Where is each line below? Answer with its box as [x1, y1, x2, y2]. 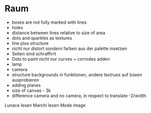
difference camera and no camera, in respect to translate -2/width [11, 92, 147, 99]
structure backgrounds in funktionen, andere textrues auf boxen [11, 72, 143, 77]
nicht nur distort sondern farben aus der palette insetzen [11, 45, 127, 51]
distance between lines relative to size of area [11, 30, 106, 36]
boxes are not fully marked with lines [11, 19, 87, 25]
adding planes [11, 82, 41, 88]
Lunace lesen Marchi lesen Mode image [4, 102, 86, 108]
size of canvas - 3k [11, 87, 51, 93]
